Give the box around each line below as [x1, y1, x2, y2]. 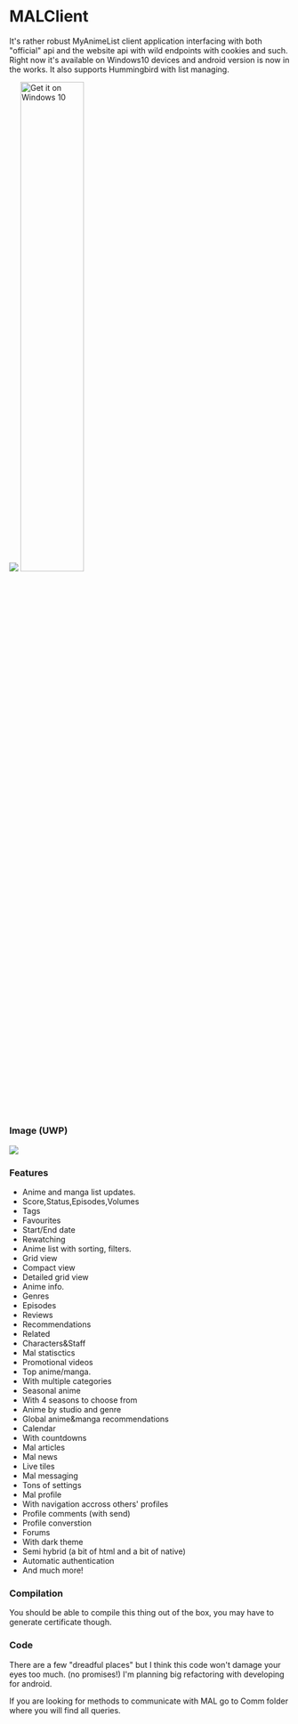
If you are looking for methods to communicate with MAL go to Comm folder [9, 1696, 289, 1706]
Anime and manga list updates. [21, 1186, 136, 1198]
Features [9, 1166, 49, 1178]
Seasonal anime [21, 1386, 82, 1396]
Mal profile [21, 1489, 62, 1501]
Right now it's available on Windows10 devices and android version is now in [9, 54, 290, 65]
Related [21, 1329, 51, 1340]
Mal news [21, 1452, 58, 1462]
